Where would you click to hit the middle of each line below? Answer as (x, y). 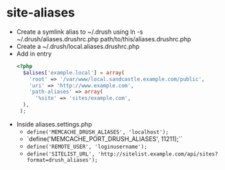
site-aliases (41, 13)
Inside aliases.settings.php (54, 124)
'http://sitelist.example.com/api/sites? (158, 154)
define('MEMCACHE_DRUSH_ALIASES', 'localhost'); (98, 132)
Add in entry (34, 54)
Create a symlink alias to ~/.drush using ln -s (80, 32)
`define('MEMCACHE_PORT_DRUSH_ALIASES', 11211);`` (105, 138)
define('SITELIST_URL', (61, 154)
